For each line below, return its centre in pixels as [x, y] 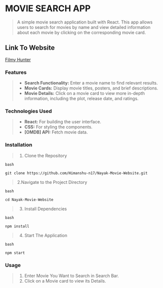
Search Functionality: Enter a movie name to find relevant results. [91, 83]
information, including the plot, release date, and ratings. [81, 99]
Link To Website [30, 48]
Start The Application [46, 235]
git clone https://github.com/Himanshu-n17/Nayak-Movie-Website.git [76, 173]
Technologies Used [29, 111]
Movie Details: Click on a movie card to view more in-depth [85, 93]
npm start [15, 253]
